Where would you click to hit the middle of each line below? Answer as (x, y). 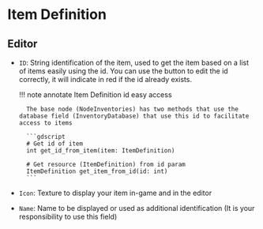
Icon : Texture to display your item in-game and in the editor (115, 193)
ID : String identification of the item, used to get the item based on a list (134, 62)
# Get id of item (55, 144)
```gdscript (46, 137)
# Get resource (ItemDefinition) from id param (106, 164)
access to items (45, 123)
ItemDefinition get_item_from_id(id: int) (97, 171)
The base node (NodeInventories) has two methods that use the (132, 109)
